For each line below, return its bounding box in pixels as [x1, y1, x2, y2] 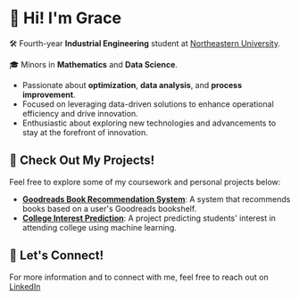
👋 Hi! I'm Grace [9, 8, 122, 28]
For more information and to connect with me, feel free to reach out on [9, 272, 270, 282]
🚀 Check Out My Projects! [9, 153, 155, 168]
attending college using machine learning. [21, 222, 177, 232]
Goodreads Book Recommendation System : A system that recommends [21, 193, 291, 204]
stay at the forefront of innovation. [21, 126, 149, 137]
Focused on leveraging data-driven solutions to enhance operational [21, 98, 274, 109]
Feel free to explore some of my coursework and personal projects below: [9, 176, 281, 187]
